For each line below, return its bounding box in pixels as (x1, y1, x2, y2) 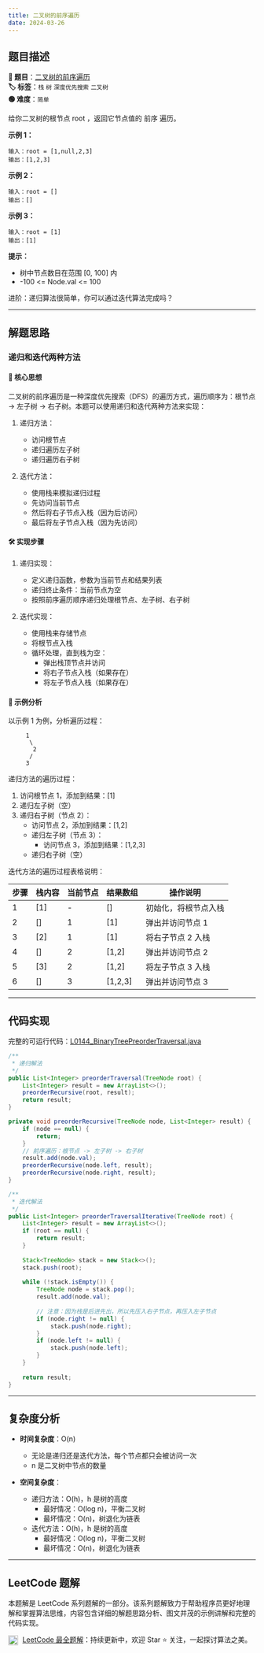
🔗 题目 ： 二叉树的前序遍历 (8, 72, 90, 82)
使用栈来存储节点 (31, 628, 87, 638)
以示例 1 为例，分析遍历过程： (8, 716, 104, 725)
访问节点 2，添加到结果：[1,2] (31, 821, 128, 830)
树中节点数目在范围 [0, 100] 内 (19, 269, 118, 278)
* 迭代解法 (11, 1198, 43, 1206)
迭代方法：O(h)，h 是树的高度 (31, 1524, 128, 1533)
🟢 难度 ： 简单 (8, 95, 49, 104)
